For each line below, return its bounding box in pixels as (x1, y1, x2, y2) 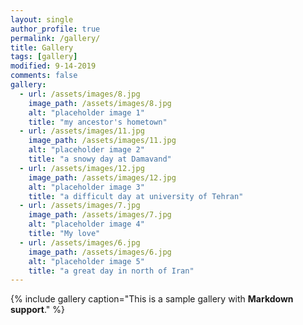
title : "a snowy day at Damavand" (28, 154, 172, 164)
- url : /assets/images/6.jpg (19, 237, 141, 248)
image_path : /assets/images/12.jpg (28, 172, 177, 183)
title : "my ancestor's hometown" (28, 117, 168, 127)
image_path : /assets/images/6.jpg (28, 247, 172, 257)
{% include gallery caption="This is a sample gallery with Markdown (10, 293, 294, 305)
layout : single (10, 14, 74, 25)
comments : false (10, 71, 78, 81)
